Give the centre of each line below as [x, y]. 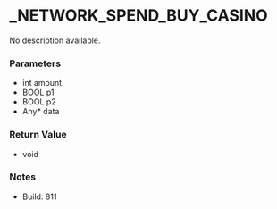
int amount [42, 83]
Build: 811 [39, 196]
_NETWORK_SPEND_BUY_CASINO [138, 16]
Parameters [35, 63]
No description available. [55, 40]
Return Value [38, 135]
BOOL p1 [38, 92]
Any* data [41, 112]
